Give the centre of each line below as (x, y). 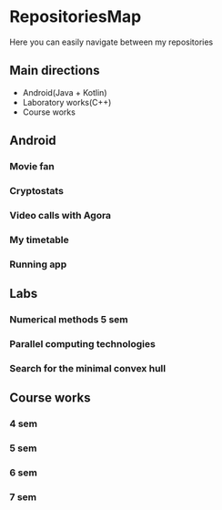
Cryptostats (36, 190)
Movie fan (32, 167)
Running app (38, 264)
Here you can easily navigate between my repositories (111, 42)
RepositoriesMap (76, 17)
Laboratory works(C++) (67, 102)
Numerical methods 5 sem (69, 320)
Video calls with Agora (61, 215)
